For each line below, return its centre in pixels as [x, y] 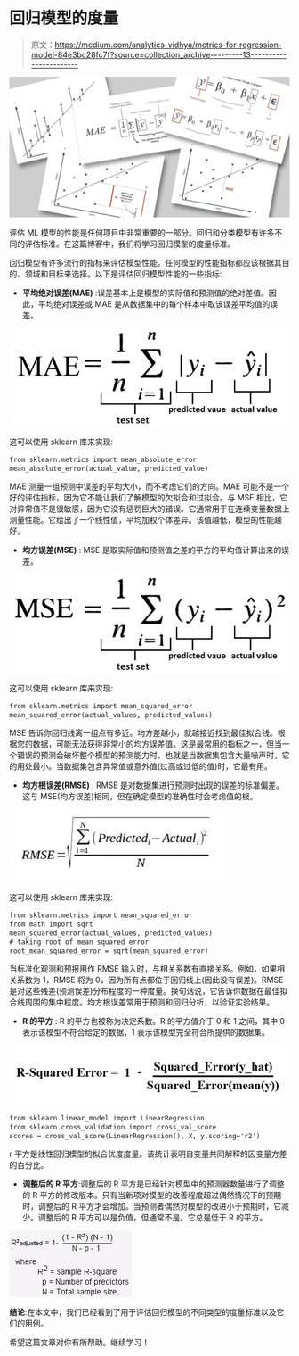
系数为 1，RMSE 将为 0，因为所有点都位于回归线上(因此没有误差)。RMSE [150, 980]
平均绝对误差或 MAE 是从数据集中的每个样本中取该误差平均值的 [154, 303]
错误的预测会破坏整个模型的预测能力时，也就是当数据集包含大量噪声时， [149, 755]
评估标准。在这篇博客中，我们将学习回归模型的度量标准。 [130, 244]
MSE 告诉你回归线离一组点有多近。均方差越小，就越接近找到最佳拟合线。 [143, 732]
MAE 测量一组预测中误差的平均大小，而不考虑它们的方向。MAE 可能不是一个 [149, 486]
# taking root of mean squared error [79, 942]
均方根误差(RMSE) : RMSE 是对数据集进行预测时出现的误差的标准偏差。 [153, 785]
